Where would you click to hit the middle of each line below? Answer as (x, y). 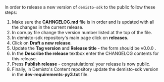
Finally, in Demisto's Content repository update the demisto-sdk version (85, 69)
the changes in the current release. (48, 27)
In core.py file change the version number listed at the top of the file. (82, 32)
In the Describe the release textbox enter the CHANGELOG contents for (85, 53)
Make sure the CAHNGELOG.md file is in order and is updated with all (83, 22)
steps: (11, 12)
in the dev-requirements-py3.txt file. (50, 74)
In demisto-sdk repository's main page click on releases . (70, 38)
